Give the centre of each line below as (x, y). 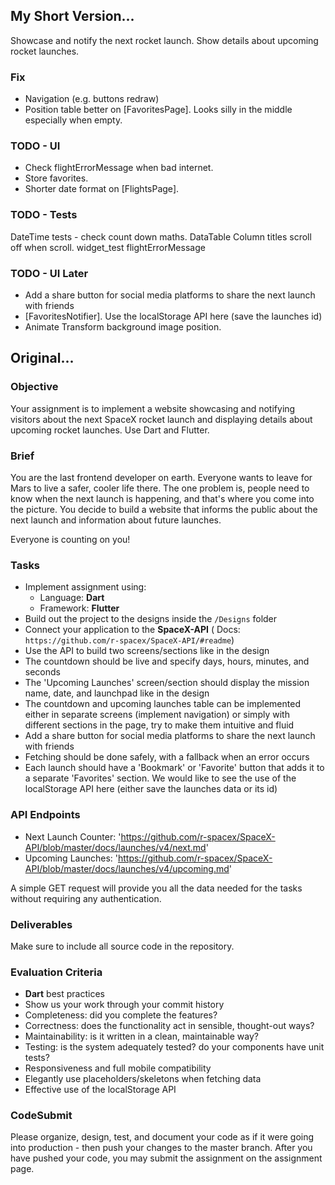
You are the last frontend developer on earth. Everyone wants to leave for (161, 477)
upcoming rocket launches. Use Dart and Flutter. (110, 430)
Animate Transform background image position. (123, 327)
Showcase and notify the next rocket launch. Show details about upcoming (164, 40)
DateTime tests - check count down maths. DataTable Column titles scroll (161, 236)
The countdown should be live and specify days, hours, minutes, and (167, 661)
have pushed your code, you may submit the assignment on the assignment (166, 1158)
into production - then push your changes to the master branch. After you (161, 1148)
